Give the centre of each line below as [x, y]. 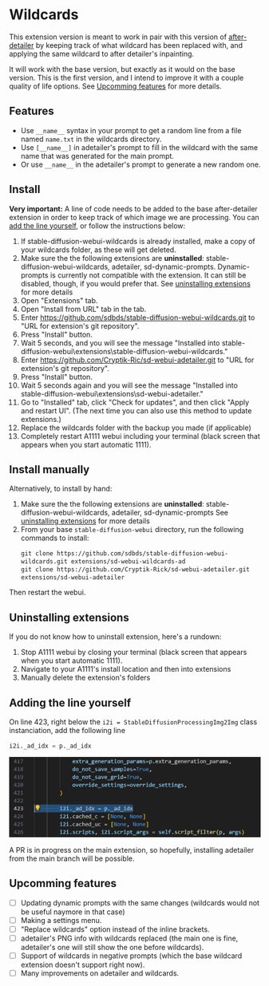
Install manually [49, 469]
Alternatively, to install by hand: [61, 489]
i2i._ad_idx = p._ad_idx [50, 746]
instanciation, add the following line [67, 730]
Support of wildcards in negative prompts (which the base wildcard [131, 956]
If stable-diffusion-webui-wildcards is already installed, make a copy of [138, 241]
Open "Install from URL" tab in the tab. [83, 309]
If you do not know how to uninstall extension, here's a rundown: [115, 637]
